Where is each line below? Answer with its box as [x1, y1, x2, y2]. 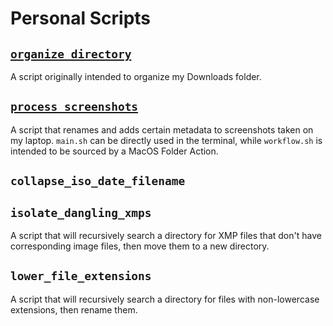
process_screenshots [10, 100, 139, 114]
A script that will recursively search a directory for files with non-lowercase [10, 293, 320, 305]
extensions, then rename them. [10, 303, 138, 316]
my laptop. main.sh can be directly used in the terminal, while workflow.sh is [10, 134, 323, 146]
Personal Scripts [10, 7, 152, 30]
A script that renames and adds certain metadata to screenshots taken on [10, 123, 314, 136]
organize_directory [10, 47, 132, 61]
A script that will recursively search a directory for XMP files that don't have [10, 230, 322, 242]
